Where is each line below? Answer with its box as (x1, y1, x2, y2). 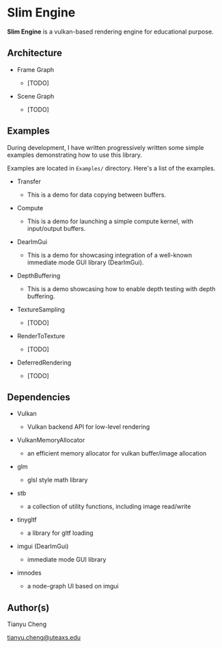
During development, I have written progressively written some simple (7, 143, 204, 151)
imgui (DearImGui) (16, 543, 69, 551)
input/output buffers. (27, 224, 86, 232)
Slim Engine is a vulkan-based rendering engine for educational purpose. (7, 27, 214, 36)
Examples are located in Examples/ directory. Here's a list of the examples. (7, 164, 216, 172)
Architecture (7, 47, 63, 59)
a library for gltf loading (27, 529, 94, 537)
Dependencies (7, 391, 70, 403)
